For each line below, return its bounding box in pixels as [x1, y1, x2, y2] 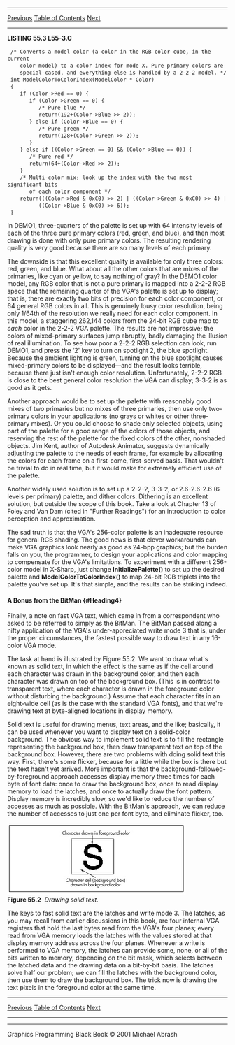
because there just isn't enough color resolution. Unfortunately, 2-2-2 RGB [7, 368, 222, 377]
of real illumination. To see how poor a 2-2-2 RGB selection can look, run [7, 339, 217, 347]
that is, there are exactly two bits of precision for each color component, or [7, 294, 224, 303]
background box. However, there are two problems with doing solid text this [7, 750, 226, 758]
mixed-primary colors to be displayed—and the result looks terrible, [7, 361, 203, 369]
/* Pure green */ [38, 125, 90, 132]
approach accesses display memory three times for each [50, 772, 215, 781]
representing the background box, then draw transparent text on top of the [7, 742, 222, 751]
